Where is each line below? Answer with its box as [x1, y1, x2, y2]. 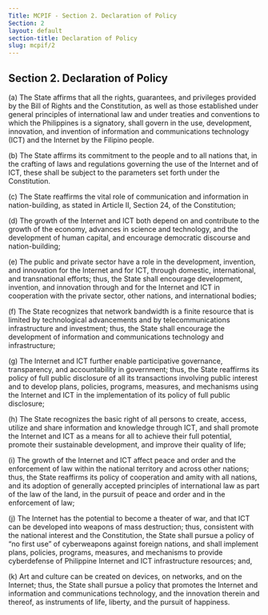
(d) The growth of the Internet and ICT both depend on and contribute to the [8, 216, 260, 225]
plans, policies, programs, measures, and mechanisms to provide [8, 547, 223, 557]
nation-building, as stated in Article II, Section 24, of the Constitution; [8, 200, 236, 209]
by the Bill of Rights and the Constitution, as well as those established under [8, 101, 258, 111]
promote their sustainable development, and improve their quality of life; [8, 439, 246, 449]
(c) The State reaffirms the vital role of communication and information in [8, 192, 250, 201]
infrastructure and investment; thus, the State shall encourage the [8, 323, 226, 333]
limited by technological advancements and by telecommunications [8, 314, 230, 325]
